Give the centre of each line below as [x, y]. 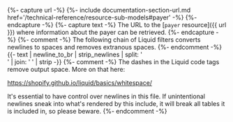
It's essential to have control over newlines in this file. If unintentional [106, 96]
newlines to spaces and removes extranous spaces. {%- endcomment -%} [115, 47]
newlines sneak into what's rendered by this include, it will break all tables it [116, 104]
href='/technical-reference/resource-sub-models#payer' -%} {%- [102, 17]
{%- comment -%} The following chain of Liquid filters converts [109, 40]
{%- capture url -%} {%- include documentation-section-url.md [99, 10]
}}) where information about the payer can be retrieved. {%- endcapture [111, 32]
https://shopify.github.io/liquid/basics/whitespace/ [80, 83]
